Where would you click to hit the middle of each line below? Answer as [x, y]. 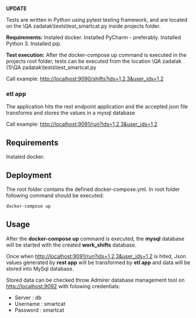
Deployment [29, 175]
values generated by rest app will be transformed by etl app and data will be [98, 262]
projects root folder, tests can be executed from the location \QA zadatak [94, 61]
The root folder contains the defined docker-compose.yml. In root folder [93, 189]
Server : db [28, 298]
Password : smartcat [39, 310]
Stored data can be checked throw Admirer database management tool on [95, 280]
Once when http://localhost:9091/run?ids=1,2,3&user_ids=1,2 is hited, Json [96, 256]
